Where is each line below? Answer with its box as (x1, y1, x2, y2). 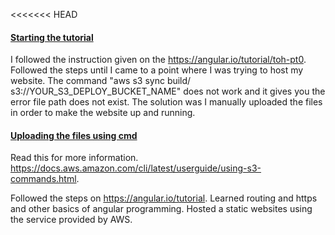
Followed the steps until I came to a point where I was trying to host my (10, 64, 304, 76)
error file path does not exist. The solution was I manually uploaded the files (10, 96, 323, 108)
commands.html (10, 173, 77, 185)
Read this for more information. (10, 152, 139, 164)
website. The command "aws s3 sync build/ (10, 75, 192, 87)
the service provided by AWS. (10, 214, 133, 226)
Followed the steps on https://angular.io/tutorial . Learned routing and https (10, 192, 318, 204)
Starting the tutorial (10, 31, 94, 43)
